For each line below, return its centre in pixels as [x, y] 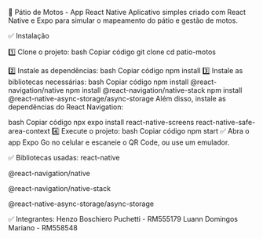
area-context [29, 131]
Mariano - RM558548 [43, 228]
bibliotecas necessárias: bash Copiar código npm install [99, 82]
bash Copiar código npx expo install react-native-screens [101, 122]
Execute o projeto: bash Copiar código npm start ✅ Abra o [155, 131]
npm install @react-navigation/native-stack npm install [154, 90]
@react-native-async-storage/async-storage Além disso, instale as [117, 99]
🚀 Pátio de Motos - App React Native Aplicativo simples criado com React [127, 12]
